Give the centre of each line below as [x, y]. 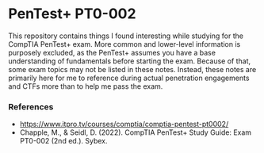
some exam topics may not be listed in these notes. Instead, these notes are [132, 69]
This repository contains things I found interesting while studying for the [126, 36]
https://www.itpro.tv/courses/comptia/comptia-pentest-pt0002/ [124, 124]
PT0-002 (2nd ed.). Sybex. [63, 141]
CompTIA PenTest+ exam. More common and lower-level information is [124, 44]
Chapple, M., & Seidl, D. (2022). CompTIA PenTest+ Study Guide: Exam [136, 132]
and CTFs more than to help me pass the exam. [86, 86]
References [31, 106]
